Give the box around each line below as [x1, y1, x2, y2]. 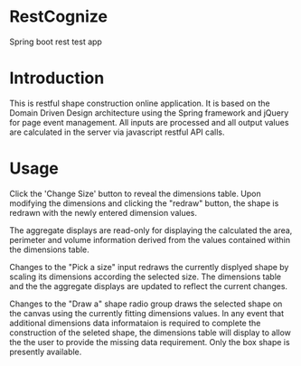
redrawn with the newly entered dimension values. [9, 207, 197, 218]
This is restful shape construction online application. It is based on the [9, 98, 270, 108]
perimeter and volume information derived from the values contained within [9, 234, 291, 245]
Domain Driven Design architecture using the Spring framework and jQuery [9, 107, 289, 118]
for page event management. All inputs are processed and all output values [9, 117, 289, 127]
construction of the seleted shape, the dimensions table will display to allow [9, 327, 292, 338]
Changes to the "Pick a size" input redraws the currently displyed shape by [9, 261, 289, 272]
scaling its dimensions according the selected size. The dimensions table [9, 271, 282, 282]
